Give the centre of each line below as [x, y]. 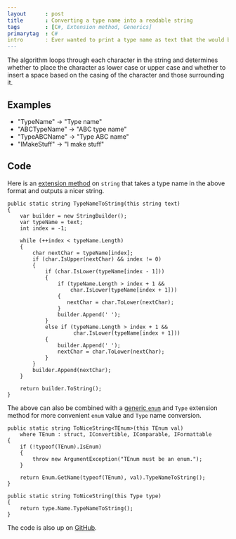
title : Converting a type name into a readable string [100, 20]
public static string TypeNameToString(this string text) [94, 204]
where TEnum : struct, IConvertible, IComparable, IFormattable [116, 434]
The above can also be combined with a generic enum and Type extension [112, 408]
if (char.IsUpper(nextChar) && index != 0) [97, 259]
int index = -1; [44, 228]
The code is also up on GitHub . [52, 527]
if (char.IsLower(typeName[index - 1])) [105, 271]
